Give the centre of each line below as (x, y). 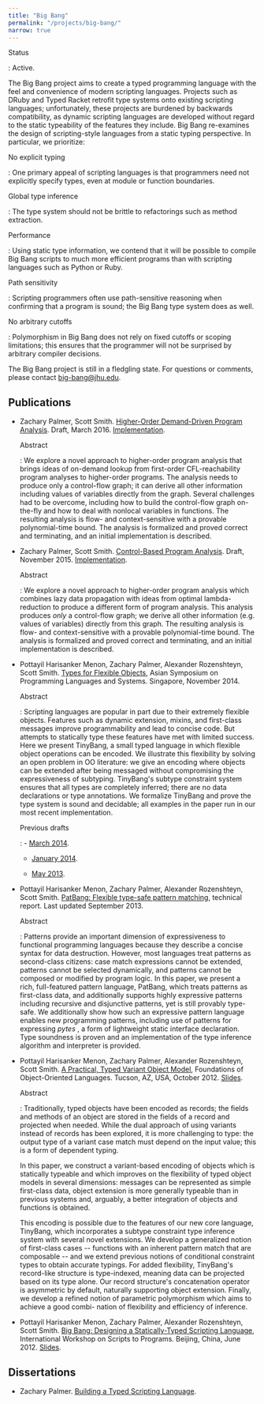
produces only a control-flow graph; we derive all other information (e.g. (137, 615)
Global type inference (43, 196)
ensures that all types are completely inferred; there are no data (123, 788)
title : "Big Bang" (38, 15)
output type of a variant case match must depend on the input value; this (138, 1142)
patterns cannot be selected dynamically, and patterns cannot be (126, 970)
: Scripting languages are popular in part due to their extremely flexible (134, 712)
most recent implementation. (66, 813)
